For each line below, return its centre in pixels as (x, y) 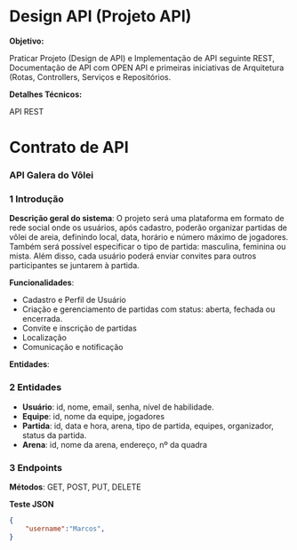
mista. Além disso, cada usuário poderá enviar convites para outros (133, 256)
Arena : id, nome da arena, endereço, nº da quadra (114, 444)
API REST (27, 111)
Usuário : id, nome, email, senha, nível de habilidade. (118, 407)
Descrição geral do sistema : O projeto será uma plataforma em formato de (147, 219)
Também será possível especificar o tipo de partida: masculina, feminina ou (148, 247)
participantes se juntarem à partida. (74, 266)
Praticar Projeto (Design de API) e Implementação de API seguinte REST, (142, 58)
